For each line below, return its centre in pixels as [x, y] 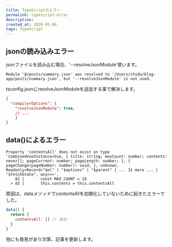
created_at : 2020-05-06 [31, 24]
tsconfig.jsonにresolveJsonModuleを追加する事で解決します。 [72, 89]
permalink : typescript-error [37, 15]
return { [20, 214]
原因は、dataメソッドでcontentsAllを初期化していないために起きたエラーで [85, 194]
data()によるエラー [36, 140]
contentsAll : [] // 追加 [41, 219]
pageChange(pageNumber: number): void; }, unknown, [62, 165]
